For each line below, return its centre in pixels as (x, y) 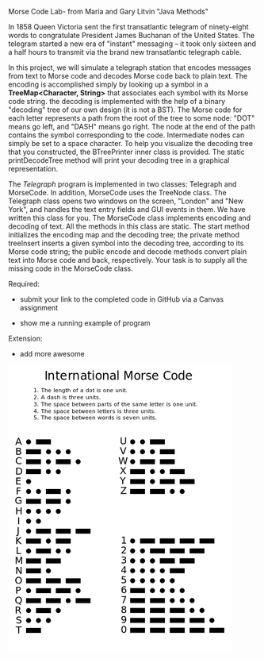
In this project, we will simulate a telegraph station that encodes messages (130, 67)
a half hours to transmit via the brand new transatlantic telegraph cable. (125, 52)
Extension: (25, 338)
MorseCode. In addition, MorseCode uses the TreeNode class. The (118, 193)
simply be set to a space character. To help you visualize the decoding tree (131, 143)
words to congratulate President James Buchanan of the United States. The (132, 35)
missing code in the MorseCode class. (71, 268)
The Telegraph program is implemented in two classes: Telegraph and (122, 184)
